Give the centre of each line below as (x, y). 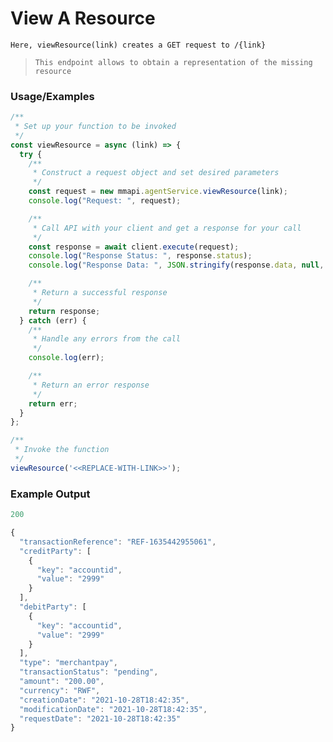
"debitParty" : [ (53, 607)
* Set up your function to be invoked (95, 127)
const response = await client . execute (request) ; (134, 247)
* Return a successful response (100, 293)
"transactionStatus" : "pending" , (89, 672)
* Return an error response (91, 385)
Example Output (50, 494)
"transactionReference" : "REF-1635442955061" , (118, 542)
